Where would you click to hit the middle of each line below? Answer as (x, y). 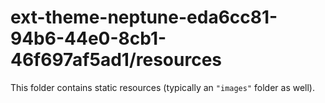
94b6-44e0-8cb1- (88, 38)
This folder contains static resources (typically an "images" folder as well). (163, 87)
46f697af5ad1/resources (116, 60)
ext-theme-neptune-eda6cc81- (144, 17)
